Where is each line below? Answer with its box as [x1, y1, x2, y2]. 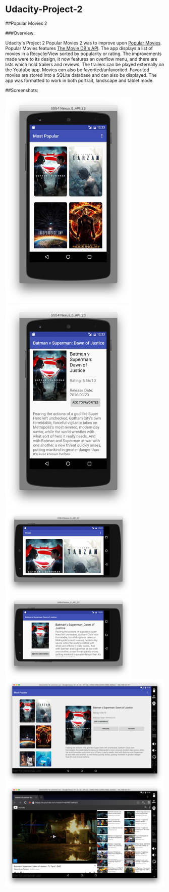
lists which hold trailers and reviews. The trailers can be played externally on [5, 61, 164, 67]
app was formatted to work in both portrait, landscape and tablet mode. [5, 77, 154, 83]
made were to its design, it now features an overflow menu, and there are [5, 56, 157, 62]
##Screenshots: [5, 87, 39, 93]
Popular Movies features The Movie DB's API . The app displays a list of [5, 45, 153, 51]
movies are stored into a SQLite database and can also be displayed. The [5, 72, 157, 78]
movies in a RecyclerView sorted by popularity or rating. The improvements [5, 51, 162, 57]
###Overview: [5, 30, 35, 36]
